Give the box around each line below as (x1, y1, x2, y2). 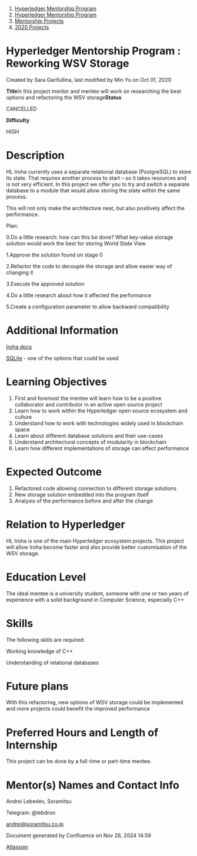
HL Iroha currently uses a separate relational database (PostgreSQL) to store (6, 168, 192, 175)
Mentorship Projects (14, 18, 64, 24)
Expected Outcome (6, 465, 102, 478)
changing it (6, 269, 34, 276)
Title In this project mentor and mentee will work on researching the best (6, 88, 181, 95)
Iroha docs (6, 343, 32, 350)
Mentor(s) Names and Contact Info (6, 778, 179, 792)
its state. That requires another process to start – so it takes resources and (6, 174, 187, 181)
